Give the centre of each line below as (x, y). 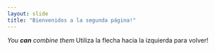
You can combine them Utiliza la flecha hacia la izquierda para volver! (108, 40)
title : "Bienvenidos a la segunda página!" (72, 20)
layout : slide (28, 14)
